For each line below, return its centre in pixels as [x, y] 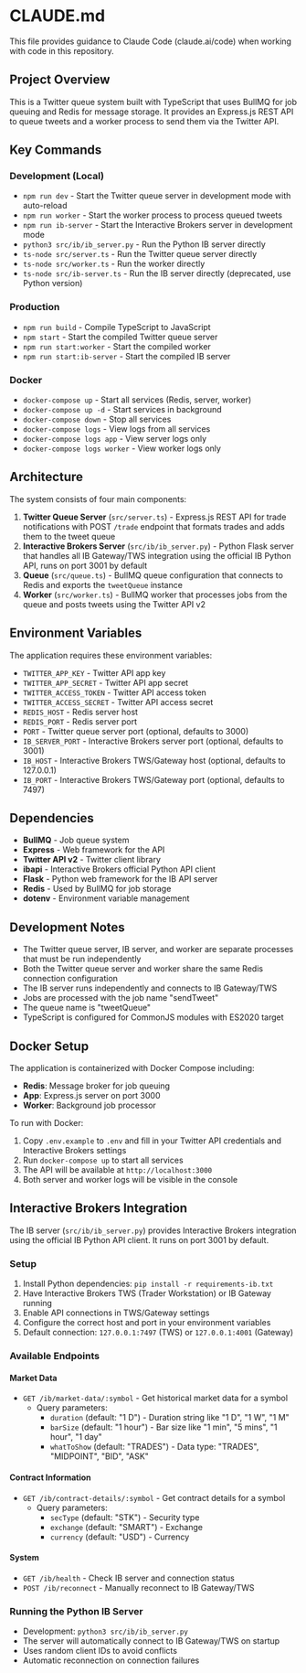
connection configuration [70, 979]
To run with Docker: [47, 1123]
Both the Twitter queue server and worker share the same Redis [142, 969]
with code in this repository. [62, 50]
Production [35, 307]
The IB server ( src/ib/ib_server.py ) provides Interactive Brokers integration [153, 1230]
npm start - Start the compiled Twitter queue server [120, 337]
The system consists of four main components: [98, 499]
